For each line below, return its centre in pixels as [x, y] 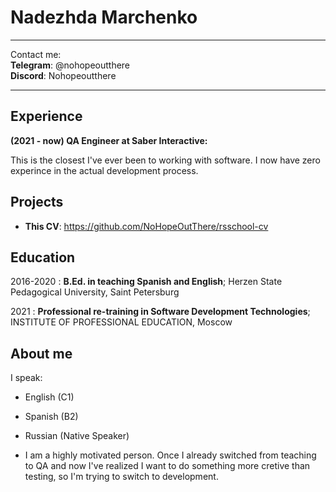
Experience [46, 116]
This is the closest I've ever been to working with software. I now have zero [165, 160]
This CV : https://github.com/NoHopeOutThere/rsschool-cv [146, 226]
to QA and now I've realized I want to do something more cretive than [167, 466]
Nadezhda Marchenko [104, 17]
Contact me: [36, 54]
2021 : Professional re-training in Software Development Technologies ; [160, 312]
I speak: [26, 378]
